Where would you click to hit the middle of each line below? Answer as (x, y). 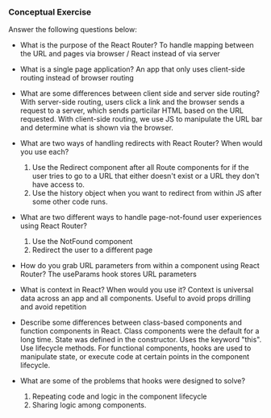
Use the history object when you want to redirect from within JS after (147, 193)
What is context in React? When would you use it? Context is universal (137, 290)
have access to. (58, 184)
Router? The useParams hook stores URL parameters (108, 274)
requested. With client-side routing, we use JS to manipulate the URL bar (141, 119)
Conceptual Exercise (50, 12)
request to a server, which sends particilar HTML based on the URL (132, 110)
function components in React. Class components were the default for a (140, 331)
